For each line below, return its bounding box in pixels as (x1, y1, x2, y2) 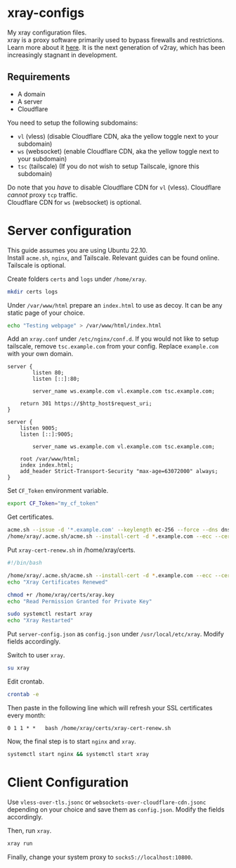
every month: (7, 711, 46, 719)
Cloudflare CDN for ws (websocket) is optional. (7, 198, 142, 206)
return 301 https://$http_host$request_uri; (20, 400, 152, 408)
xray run (7, 840, 33, 847)
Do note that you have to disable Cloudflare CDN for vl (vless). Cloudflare (7, 183, 221, 191)
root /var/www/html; (20, 455, 80, 463)
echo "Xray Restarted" (7, 617, 74, 624)
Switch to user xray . (7, 651, 65, 660)
